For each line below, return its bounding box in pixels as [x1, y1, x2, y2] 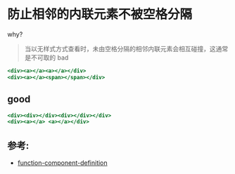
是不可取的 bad [24, 53, 69, 62]
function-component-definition [17, 159, 108, 167]
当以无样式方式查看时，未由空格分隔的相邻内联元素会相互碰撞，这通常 [24, 44, 229, 53]
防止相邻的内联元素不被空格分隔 [7, 6, 193, 22]
